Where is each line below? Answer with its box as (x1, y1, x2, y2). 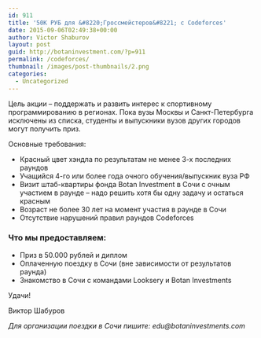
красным (19, 196, 51, 205)
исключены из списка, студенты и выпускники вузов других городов (8, 116, 241, 125)
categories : (8, 70, 47, 78)
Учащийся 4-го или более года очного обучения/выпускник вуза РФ (19, 171, 250, 181)
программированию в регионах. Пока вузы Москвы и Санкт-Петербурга (8, 107, 254, 116)
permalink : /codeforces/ (8, 56, 90, 64)
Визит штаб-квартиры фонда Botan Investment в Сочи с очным (19, 179, 230, 189)
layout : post (8, 41, 51, 49)
